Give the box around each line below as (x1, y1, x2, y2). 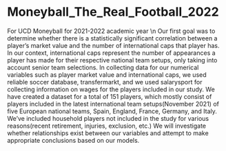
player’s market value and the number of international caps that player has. (7, 41, 220, 49)
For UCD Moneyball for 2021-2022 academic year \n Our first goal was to (7, 27, 216, 35)
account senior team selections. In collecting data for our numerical (7, 63, 199, 71)
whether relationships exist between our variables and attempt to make (7, 128, 209, 137)
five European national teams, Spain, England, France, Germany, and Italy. (7, 107, 217, 115)
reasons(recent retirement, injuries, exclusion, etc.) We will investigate (7, 121, 207, 130)
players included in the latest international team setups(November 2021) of (7, 100, 219, 108)
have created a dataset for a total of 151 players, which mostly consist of (7, 92, 212, 100)
